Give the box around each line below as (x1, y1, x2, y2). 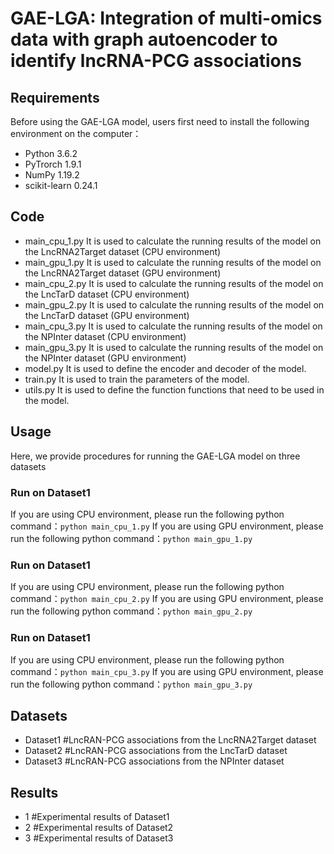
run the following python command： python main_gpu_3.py (10, 678, 253, 690)
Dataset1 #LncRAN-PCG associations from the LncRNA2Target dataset (24, 734, 317, 746)
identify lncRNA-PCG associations (10, 50, 302, 72)
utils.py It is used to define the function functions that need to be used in (24, 383, 325, 396)
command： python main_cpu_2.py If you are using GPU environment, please (10, 593, 324, 605)
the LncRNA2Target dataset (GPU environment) (24, 267, 222, 279)
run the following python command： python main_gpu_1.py (10, 532, 253, 544)
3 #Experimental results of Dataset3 (24, 832, 174, 844)
